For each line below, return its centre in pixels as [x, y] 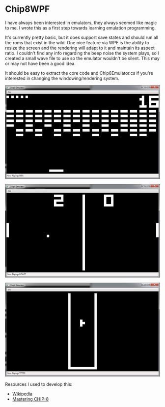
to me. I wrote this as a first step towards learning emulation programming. [81, 28]
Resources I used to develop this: [39, 384]
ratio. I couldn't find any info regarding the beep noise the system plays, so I [82, 53]
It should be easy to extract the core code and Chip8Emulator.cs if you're [79, 73]
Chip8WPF [27, 9]
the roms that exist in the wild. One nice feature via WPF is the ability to [77, 42]
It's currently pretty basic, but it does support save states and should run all [82, 37]
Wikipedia [22, 394]
